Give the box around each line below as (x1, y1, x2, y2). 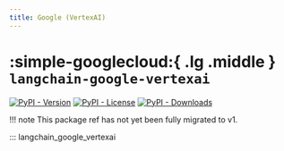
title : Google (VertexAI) (9, 13, 106, 22)
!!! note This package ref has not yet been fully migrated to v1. (9, 113, 238, 125)
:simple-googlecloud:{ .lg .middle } (9, 51, 276, 71)
